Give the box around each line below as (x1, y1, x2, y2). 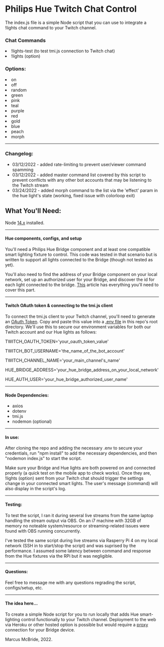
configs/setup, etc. (5, 584, 43, 590)
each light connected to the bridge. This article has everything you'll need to (5, 282, 159, 288)
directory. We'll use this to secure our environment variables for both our (5, 324, 151, 330)
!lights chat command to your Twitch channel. (5, 24, 97, 30)
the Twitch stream (12, 182, 49, 188)
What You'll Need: (5, 207, 61, 215)
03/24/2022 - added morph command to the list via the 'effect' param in (12, 187, 158, 193)
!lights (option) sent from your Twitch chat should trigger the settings (5, 475, 144, 481)
